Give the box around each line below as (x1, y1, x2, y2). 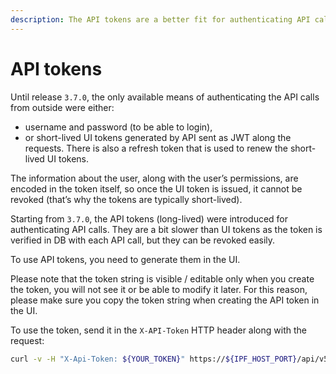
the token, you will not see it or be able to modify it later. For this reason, (10, 283, 308, 295)
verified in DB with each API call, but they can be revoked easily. (10, 234, 276, 246)
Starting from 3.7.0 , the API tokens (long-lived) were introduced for (10, 212, 289, 225)
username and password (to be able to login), (24, 121, 213, 133)
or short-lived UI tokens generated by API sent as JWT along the (24, 131, 292, 143)
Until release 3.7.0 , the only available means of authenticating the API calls (10, 91, 320, 103)
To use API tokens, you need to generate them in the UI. (10, 253, 241, 265)
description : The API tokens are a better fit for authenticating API (10, 14, 311, 25)
